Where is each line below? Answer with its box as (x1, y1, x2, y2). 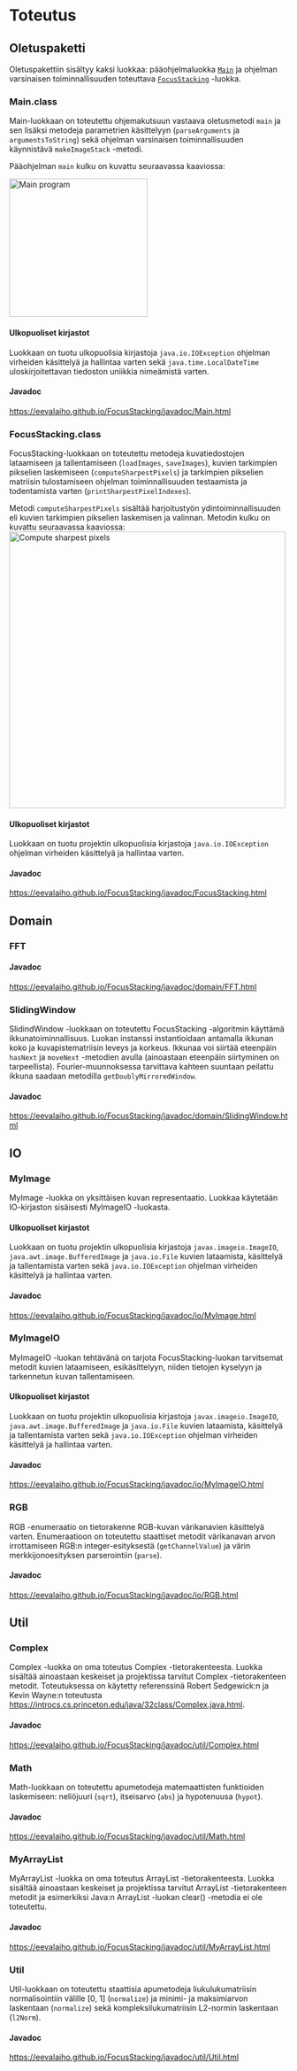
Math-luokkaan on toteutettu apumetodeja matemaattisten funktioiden (9, 1781, 265, 1792)
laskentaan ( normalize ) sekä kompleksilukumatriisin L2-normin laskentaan (9, 2002, 278, 2013)
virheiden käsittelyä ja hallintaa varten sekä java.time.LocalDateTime (9, 356, 259, 367)
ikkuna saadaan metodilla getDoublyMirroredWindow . (9, 1070, 197, 1081)
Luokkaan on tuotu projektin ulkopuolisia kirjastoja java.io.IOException (9, 838, 270, 849)
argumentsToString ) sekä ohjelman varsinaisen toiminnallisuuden (9, 135, 245, 145)
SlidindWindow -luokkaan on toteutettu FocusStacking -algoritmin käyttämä (9, 1024, 285, 1034)
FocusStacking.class (9, 428, 102, 440)
